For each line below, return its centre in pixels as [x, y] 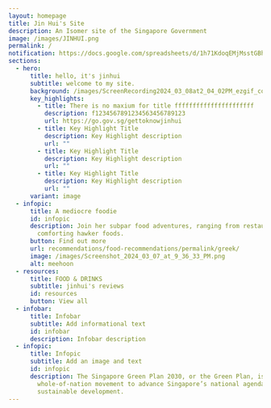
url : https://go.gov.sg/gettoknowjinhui [113, 121]
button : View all [59, 301]
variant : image [55, 196]
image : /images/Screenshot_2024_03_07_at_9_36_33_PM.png [127, 256]
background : [50, 91]
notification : [32, 53]
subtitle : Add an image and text [86, 362]
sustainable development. [81, 391]
